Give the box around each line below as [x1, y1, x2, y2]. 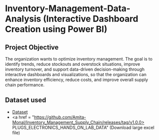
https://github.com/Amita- [34, 114, 87, 120]
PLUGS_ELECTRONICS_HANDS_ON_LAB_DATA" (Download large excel [12, 124, 155, 130]
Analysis [5, 13, 41, 24]
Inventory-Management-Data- [5, 3, 131, 14]
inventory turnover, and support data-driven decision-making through [5, 66, 145, 72]
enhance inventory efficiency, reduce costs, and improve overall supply [5, 77, 148, 82]
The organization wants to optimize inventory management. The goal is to [5, 56, 153, 61]
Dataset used [5, 96, 46, 104]
